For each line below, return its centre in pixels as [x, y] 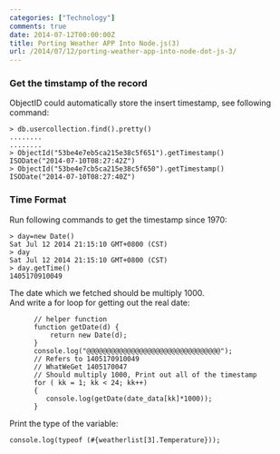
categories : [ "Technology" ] [63, 18]
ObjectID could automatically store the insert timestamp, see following [140, 103]
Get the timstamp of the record [78, 84]
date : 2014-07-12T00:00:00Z [63, 35]
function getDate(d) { [76, 327]
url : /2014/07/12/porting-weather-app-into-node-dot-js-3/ [123, 52]
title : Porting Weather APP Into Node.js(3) [95, 43]
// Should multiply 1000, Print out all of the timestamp [145, 375]
